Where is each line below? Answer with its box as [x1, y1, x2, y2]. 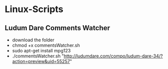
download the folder [12, 37, 55, 43]
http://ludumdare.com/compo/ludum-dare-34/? [63, 53, 163, 59]
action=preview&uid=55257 [12, 58, 71, 64]
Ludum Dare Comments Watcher [5, 24, 110, 32]
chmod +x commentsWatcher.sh [12, 42, 80, 48]
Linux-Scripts [5, 4, 64, 15]
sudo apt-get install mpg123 [12, 48, 71, 53]
